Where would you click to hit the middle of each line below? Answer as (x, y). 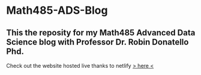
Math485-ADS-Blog (57, 10)
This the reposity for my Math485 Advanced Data (101, 33)
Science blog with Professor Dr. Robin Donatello (97, 42)
